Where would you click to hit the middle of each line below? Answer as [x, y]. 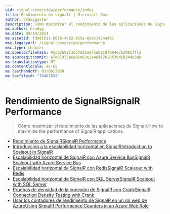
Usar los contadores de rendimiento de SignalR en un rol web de [80, 200]
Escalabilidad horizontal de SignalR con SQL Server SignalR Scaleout [84, 179]
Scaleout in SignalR [33, 152]
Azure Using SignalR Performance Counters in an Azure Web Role [81, 205]
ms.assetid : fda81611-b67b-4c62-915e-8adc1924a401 [60, 39]
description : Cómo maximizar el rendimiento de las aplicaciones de [79, 24]
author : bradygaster [27, 19]
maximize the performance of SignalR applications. [71, 131]
